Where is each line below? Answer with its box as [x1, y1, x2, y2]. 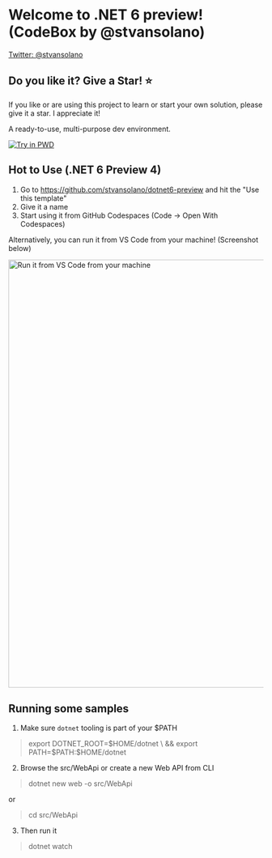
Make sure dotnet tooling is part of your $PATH [19, 723, 178, 733]
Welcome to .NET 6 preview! [8, 6, 204, 24]
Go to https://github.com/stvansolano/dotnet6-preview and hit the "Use [19, 185, 260, 194]
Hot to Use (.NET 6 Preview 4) [8, 164, 162, 177]
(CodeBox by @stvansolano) [8, 23, 206, 41]
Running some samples [8, 702, 130, 716]
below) [8, 243, 32, 253]
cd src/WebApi [28, 810, 79, 820]
